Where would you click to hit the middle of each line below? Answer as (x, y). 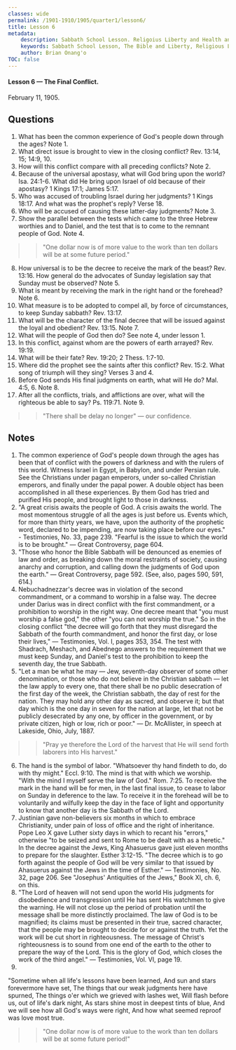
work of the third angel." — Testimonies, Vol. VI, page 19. (100, 959)
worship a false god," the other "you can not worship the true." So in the (122, 619)
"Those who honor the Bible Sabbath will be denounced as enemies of (120, 552)
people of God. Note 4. (51, 233)
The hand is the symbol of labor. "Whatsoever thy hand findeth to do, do (122, 765)
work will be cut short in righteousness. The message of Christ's (111, 937)
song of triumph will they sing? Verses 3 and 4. (86, 372)
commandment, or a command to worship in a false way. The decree (117, 597)
